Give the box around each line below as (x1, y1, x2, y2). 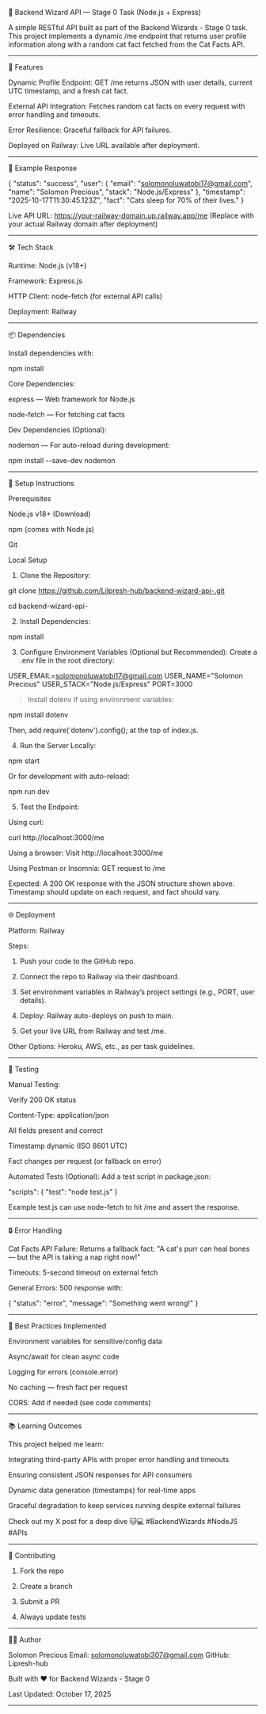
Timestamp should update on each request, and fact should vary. (8, 887, 222, 896)
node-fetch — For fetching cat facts (8, 410, 125, 419)
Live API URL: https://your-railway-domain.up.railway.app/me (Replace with (8, 211, 255, 220)
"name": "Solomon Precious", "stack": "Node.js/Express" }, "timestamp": (8, 187, 245, 196)
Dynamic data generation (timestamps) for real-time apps (8, 1485, 196, 1495)
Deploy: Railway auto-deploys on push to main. (19, 1011, 174, 1020)
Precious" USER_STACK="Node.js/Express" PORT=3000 (8, 679, 193, 689)
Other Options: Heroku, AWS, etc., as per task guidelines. (8, 1042, 196, 1051)
